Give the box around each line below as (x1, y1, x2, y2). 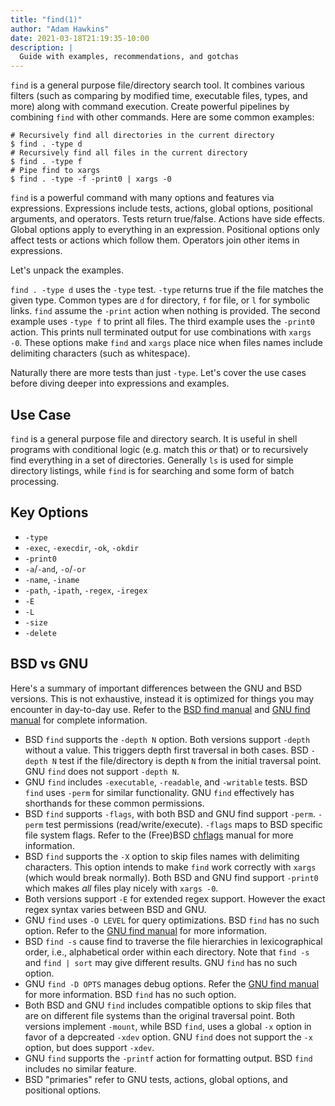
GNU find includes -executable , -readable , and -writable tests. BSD (24, 776, 308, 788)
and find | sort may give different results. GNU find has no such (24, 956, 298, 968)
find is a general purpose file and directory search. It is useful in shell (10, 432, 298, 445)
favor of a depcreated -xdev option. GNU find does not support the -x (24, 1031, 313, 1043)
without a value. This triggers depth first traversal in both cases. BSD (24, 744, 309, 756)
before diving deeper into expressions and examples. (10, 377, 230, 390)
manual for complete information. (10, 714, 148, 726)
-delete (24, 628, 57, 638)
